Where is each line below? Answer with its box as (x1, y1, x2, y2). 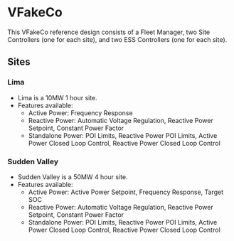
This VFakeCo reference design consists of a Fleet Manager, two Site (7, 28, 211, 36)
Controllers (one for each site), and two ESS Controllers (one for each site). (7, 35, 228, 43)
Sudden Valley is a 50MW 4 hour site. (17, 172, 128, 181)
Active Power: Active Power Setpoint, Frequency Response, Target (28, 188, 224, 196)
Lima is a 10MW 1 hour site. (17, 93, 97, 102)
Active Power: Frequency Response (28, 108, 133, 117)
